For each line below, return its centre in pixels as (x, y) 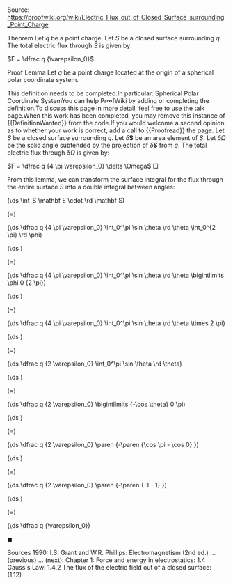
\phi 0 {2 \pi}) (27, 283)
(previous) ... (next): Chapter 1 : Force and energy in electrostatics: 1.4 (106, 560)
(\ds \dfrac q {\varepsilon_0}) (49, 526)
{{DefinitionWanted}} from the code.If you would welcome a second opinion (116, 123)
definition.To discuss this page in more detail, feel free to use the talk (106, 108)
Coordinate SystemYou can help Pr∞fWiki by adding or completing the (109, 101)
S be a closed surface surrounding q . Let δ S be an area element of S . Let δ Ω (116, 138)
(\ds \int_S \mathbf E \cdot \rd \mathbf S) (66, 201)
